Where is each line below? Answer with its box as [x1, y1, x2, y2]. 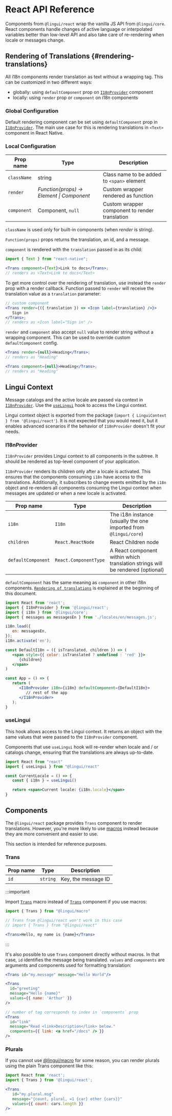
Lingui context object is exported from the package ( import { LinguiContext [5, 412, 167, 418]
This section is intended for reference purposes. [5, 841, 107, 847]
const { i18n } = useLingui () [12, 778, 77, 783]
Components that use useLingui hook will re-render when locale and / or [5, 743, 159, 750]
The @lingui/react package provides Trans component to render [5, 820, 142, 826]
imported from [110, 524, 144, 531]
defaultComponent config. [5, 340, 58, 346]
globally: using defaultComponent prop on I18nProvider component [12, 89, 154, 95]
